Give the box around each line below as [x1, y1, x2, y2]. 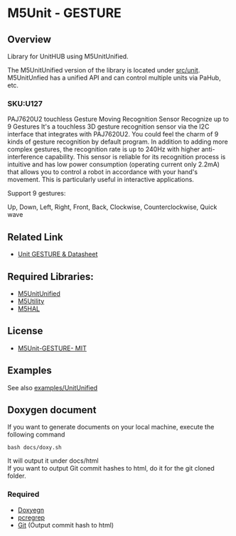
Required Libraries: [7, 270, 94, 282]
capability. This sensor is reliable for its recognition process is [45, 153, 226, 161]
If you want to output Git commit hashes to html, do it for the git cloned [7, 464, 215, 473]
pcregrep [17, 513, 45, 522]
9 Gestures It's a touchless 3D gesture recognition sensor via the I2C [7, 122, 210, 131]
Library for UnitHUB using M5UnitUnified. [7, 52, 129, 60]
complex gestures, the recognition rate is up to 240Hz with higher [7, 145, 200, 154]
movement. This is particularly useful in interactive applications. [7, 176, 194, 184]
